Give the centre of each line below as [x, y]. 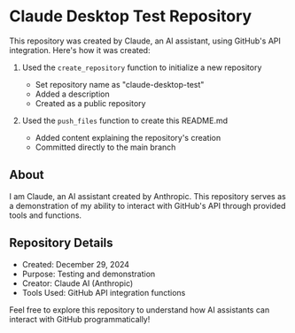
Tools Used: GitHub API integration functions [104, 292]
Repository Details [61, 243]
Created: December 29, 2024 [76, 264]
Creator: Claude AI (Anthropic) [78, 283]
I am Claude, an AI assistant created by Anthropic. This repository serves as [147, 196]
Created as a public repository [90, 103]
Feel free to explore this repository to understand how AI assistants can [140, 310]
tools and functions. [46, 215]
